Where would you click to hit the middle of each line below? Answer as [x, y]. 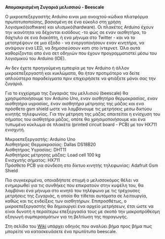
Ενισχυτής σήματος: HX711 [33, 160]
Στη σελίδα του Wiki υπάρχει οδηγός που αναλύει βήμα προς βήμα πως [79, 226]
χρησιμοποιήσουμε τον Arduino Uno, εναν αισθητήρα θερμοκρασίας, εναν [81, 98]
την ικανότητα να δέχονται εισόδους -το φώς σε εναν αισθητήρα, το [76, 32]
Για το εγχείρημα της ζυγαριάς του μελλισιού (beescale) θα [67, 93]
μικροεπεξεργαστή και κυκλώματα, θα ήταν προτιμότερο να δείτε [73, 73]
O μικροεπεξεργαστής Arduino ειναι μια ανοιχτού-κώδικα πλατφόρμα [77, 16]
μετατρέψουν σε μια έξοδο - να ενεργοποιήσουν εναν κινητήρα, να [75, 43]
